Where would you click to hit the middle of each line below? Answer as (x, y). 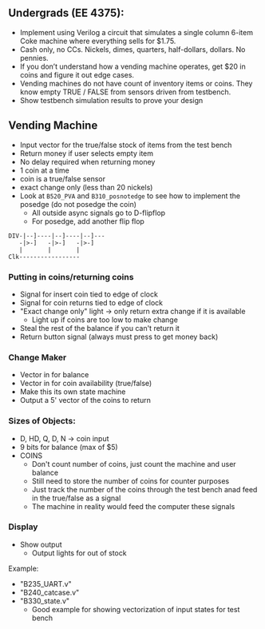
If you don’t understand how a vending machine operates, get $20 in (132, 66)
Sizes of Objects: (42, 421)
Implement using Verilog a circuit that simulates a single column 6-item (136, 32)
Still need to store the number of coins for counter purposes (131, 481)
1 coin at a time (44, 170)
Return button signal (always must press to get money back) (119, 336)
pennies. (34, 58)
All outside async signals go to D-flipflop (99, 213)
